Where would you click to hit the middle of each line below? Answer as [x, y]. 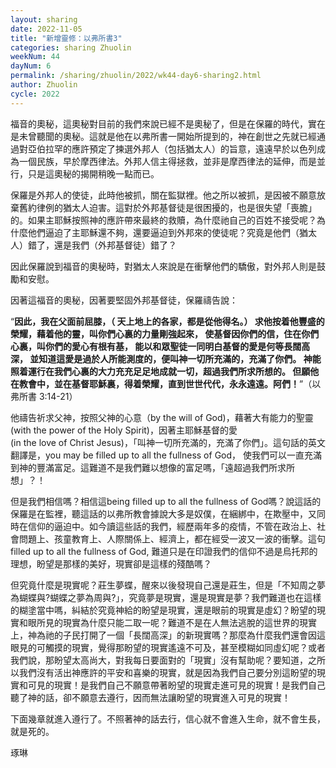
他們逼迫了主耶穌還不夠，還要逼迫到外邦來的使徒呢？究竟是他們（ [163, 232]
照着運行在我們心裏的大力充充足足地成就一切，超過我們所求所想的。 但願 [160, 371]
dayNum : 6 [31, 66]
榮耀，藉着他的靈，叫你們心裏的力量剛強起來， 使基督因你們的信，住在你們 [165, 333]
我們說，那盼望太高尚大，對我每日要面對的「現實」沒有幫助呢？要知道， [159, 660]
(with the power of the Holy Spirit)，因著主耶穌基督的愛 [124, 430]
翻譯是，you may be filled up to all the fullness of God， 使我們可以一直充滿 [166, 455]
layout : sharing [44, 19]
